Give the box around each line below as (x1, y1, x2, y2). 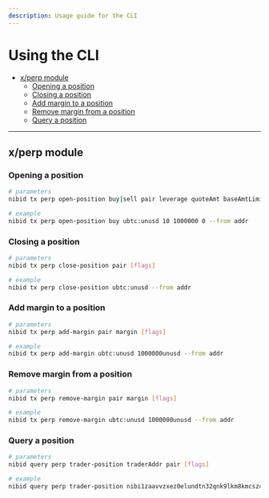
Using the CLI (8, 46, 99, 64)
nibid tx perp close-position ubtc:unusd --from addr (8, 283, 192, 292)
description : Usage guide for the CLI (8, 11, 138, 20)
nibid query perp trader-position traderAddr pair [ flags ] (8, 460, 210, 468)
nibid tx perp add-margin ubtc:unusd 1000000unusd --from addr (8, 349, 224, 358)
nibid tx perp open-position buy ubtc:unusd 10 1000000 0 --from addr (8, 217, 249, 225)
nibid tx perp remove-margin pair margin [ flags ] (8, 394, 178, 402)
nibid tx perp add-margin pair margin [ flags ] (8, 328, 167, 336)
